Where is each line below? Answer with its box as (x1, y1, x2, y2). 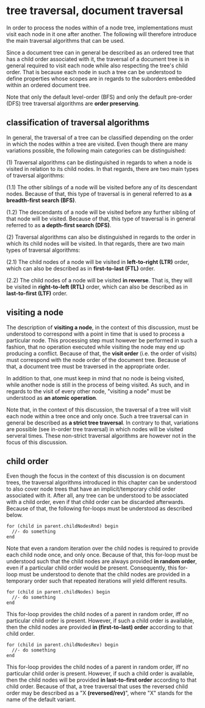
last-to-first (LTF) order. (6, 289, 68, 297)
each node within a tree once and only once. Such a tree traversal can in (6, 412, 189, 420)
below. (6, 511, 23, 519)
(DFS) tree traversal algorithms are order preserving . (6, 99, 140, 107)
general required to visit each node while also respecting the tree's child (6, 62, 188, 69)
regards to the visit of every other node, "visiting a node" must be (6, 387, 171, 395)
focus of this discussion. (6, 439, 68, 446)
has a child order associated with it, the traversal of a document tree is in (6, 55, 190, 62)
